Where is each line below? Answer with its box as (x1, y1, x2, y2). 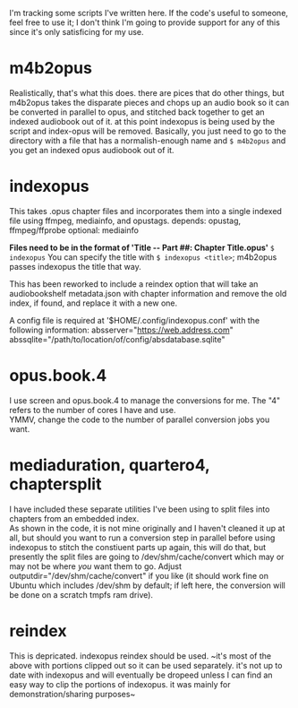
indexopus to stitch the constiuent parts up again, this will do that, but (9, 541, 267, 552)
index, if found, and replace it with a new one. (9, 298, 178, 308)
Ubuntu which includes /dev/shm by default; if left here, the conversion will (9, 580, 286, 591)
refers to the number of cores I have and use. (9, 404, 176, 415)
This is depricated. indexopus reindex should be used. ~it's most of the (9, 650, 271, 661)
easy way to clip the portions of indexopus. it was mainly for (9, 678, 231, 689)
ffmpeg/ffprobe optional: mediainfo (9, 224, 139, 236)
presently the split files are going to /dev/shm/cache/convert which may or (9, 551, 285, 562)
